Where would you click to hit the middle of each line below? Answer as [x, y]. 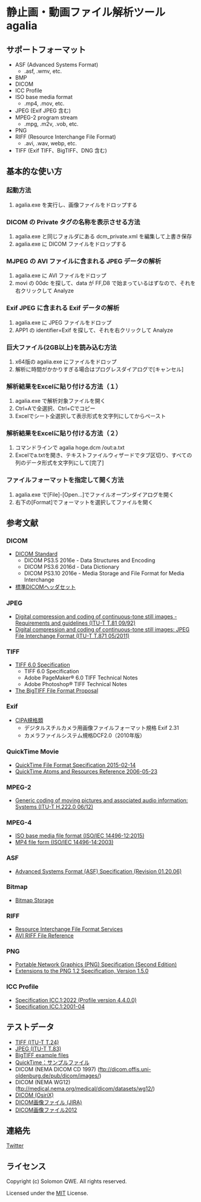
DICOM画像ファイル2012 [46, 1110]
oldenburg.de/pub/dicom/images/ [57, 1076]
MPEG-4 [19, 822]
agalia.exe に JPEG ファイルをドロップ [63, 322]
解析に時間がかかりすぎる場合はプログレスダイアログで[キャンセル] [99, 369]
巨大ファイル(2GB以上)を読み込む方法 [61, 347]
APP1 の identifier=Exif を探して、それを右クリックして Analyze [94, 330]
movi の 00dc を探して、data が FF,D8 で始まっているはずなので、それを [105, 283]
